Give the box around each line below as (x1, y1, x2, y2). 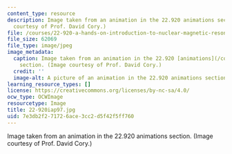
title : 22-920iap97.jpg (7, 106, 76, 113)
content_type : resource (7, 10, 76, 17)
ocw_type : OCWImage (7, 94, 64, 101)
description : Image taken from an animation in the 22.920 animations (7, 17, 215, 23)
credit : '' (13, 68, 45, 75)
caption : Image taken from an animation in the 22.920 (13, 55, 175, 62)
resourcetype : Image (7, 100, 67, 107)
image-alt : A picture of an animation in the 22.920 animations (13, 74, 202, 81)
